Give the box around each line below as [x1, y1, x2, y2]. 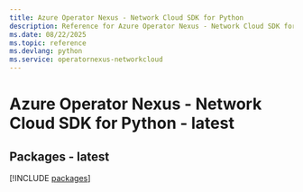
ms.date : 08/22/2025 [9, 30, 87, 39]
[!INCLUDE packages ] [9, 173, 91, 183]
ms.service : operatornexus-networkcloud [9, 55, 164, 64]
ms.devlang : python [9, 47, 83, 56]
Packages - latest [9, 149, 110, 164]
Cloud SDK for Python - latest [9, 114, 234, 133]
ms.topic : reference [9, 38, 87, 48]
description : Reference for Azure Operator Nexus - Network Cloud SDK [9, 22, 280, 31]
